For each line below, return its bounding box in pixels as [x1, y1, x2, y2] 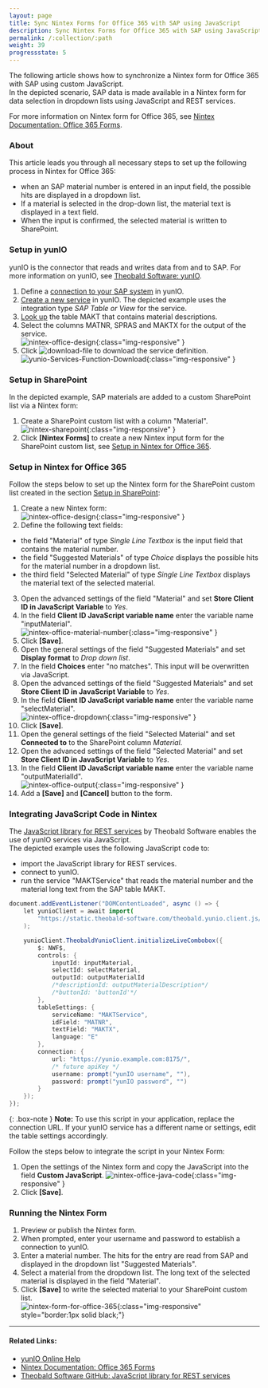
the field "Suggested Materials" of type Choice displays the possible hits [20, 553, 259, 562]
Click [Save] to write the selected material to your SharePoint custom [20, 1285, 247, 1295]
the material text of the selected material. [20, 578, 156, 588]
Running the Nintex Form [9, 1208, 107, 1219]
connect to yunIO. [20, 867, 80, 877]
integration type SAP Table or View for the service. [20, 303, 188, 313]
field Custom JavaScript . [20, 1170, 104, 1181]
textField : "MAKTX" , [51, 1026, 120, 1034]
